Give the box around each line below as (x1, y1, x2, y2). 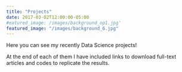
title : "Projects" (6, 8, 52, 15)
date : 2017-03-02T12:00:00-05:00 (6, 14, 90, 20)
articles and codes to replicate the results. (6, 60, 110, 67)
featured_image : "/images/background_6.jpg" (6, 25, 119, 32)
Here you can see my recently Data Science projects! (6, 42, 137, 49)
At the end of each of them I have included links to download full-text (6, 53, 177, 60)
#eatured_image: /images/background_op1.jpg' (6, 20, 121, 26)
